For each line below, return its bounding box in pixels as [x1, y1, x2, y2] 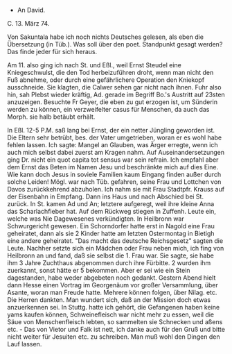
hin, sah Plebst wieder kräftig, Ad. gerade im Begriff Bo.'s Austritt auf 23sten [7, 90, 225, 99]
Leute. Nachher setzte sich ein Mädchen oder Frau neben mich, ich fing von [7, 244, 224, 252]
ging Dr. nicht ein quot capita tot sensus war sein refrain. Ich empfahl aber [7, 155, 219, 164]
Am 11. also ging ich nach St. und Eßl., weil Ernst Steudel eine [7, 61, 182, 69]
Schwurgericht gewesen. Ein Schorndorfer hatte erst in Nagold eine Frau [7, 222, 215, 230]
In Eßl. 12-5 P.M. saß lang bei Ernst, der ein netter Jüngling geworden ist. [7, 126, 215, 134]
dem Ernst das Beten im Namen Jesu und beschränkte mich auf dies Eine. [7, 163, 219, 171]
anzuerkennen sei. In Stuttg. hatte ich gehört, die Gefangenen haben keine [7, 303, 220, 311]
